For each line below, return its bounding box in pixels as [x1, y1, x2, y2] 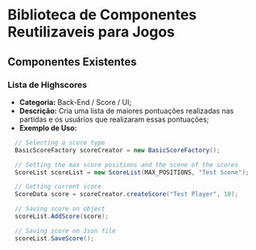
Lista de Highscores [7, 79, 88, 90]
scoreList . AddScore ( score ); [14, 212, 109, 220]
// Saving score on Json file [14, 227, 116, 235]
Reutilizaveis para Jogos [7, 23, 175, 41]
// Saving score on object [14, 205, 105, 213]
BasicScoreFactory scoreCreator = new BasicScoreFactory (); [14, 146, 221, 154]
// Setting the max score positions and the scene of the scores [14, 160, 239, 169]
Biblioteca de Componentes [7, 6, 197, 24]
